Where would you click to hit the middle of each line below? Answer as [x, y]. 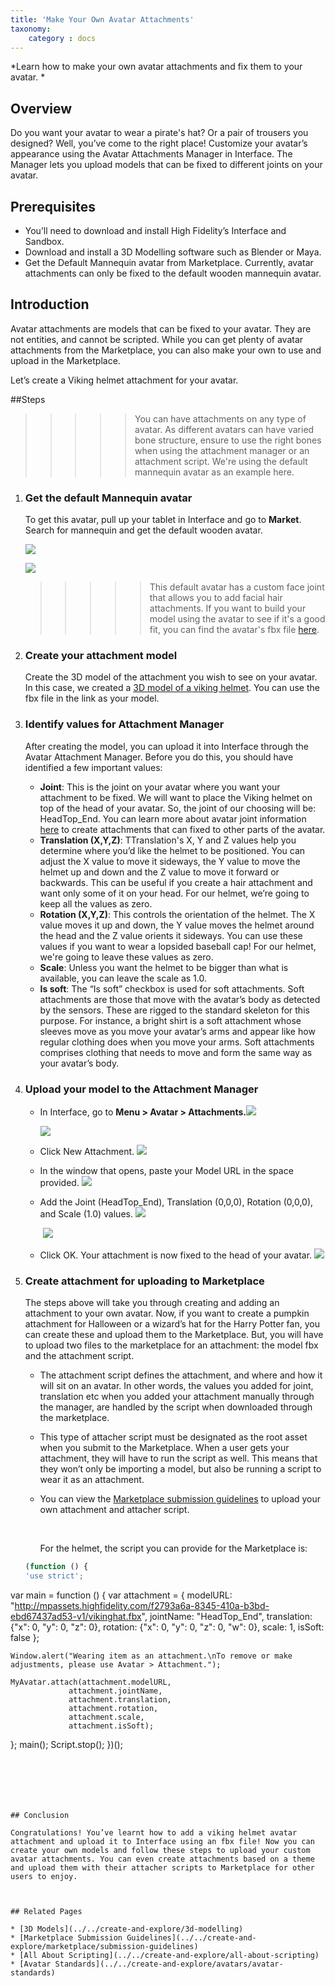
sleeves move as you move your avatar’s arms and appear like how [177, 1031]
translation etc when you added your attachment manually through [177, 1397]
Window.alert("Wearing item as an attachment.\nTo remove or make [151, 1656]
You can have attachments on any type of [220, 418]
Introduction [50, 304]
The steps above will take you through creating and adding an [152, 1303]
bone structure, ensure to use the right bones [228, 440]
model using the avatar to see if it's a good [237, 619]
